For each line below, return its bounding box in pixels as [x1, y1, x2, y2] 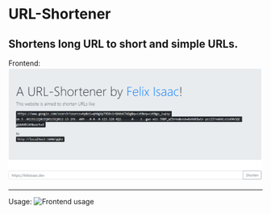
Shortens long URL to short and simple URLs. [8, 37, 239, 51]
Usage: [8, 196, 32, 206]
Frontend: [8, 58, 41, 68]
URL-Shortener [8, 5, 111, 23]
